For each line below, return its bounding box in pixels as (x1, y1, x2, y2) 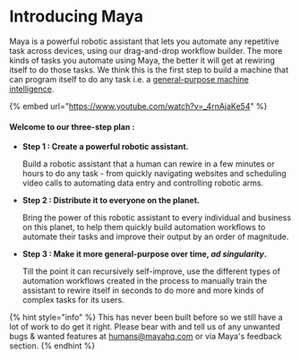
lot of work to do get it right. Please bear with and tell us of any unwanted (9, 321, 280, 332)
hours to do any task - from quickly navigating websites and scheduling (21, 168, 287, 179)
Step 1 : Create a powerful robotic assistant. (21, 141, 189, 152)
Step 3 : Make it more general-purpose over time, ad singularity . (21, 249, 267, 260)
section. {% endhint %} (9, 340, 96, 351)
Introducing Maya (9, 6, 144, 27)
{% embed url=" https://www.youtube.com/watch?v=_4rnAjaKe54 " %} (9, 100, 268, 111)
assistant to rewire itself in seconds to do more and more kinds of (21, 285, 264, 296)
